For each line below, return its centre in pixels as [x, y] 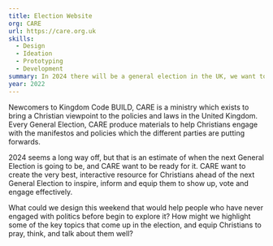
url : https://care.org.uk [52, 31]
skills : [22, 39]
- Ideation [34, 54]
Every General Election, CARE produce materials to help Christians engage [133, 124]
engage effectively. [41, 192]
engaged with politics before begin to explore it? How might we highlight [130, 216]
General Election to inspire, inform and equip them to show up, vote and [129, 183]
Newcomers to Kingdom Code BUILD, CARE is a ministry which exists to [129, 107]
